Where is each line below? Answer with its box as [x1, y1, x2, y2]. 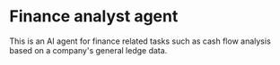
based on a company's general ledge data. [9, 45, 168, 55]
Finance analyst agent [9, 6, 179, 27]
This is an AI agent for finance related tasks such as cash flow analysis [9, 36, 271, 46]
